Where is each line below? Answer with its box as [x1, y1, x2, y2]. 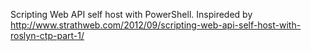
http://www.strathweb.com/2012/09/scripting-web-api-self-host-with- [10, 19, 302, 31]
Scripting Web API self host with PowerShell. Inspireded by [10, 9, 253, 20]
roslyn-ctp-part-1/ [10, 30, 85, 41]
